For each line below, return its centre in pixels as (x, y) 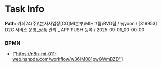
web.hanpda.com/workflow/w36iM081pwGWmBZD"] (67, 59)
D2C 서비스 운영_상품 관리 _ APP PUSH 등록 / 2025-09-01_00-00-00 (75, 30)
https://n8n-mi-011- (36, 54)
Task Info (25, 9)
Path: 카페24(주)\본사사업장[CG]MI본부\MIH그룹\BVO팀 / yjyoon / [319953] (81, 23)
